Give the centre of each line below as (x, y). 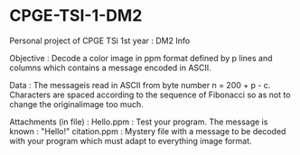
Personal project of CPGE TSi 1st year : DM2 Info (100, 41)
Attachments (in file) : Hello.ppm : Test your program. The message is (139, 122)
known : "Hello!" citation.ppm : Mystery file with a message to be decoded (148, 131)
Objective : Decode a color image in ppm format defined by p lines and (141, 58)
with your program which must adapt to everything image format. (131, 141)
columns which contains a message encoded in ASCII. (111, 68)
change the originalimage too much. (76, 104)
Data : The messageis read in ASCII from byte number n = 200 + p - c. (140, 85)
